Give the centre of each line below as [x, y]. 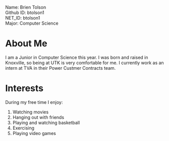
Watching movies [31, 112]
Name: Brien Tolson [26, 7]
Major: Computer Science [32, 23]
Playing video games [34, 133]
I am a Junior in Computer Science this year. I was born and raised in [77, 57]
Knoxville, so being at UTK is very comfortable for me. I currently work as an [84, 63]
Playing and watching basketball [46, 122]
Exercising [23, 128]
